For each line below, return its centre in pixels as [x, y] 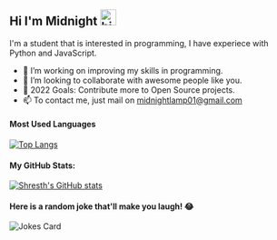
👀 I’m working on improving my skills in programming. [123, 70]
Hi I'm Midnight [54, 21]
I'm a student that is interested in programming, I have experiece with [139, 43]
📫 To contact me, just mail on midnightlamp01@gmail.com [132, 100]
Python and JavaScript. [53, 53]
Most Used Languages [53, 125]
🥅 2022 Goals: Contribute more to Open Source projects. [129, 90]
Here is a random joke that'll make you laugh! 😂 [102, 206]
